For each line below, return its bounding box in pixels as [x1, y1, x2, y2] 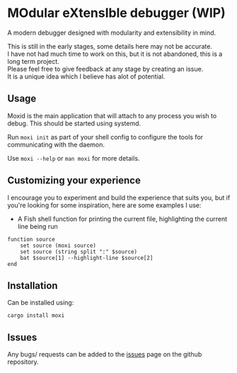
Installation [7, 280, 58, 292]
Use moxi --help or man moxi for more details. [7, 154, 140, 162]
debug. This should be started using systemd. [7, 119, 141, 127]
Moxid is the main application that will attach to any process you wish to [7, 111, 217, 120]
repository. [7, 357, 39, 366]
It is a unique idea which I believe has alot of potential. [7, 72, 166, 81]
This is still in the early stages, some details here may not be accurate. [7, 42, 212, 50]
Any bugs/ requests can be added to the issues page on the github [7, 350, 202, 359]
